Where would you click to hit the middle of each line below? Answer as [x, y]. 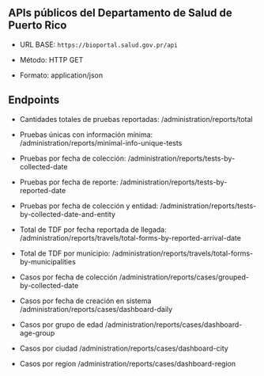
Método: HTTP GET [51, 59]
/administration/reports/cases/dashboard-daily [96, 309]
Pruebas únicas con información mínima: [86, 135]
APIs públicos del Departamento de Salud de [120, 13]
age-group [37, 332]
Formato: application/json [61, 75]
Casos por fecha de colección [68, 277]
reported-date [43, 190]
